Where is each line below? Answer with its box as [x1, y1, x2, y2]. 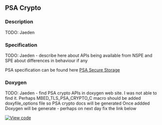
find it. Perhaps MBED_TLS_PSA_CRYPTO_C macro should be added [5, 95, 141, 101]
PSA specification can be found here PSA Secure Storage [5, 67, 120, 73]
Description [5, 18, 33, 25]
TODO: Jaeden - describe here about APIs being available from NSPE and [5, 52, 153, 58]
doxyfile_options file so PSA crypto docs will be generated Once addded [5, 100, 150, 106]
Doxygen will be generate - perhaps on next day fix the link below [5, 106, 137, 111]
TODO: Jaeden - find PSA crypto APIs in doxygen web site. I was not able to [5, 90, 157, 96]
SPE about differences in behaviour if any [5, 58, 88, 63]
